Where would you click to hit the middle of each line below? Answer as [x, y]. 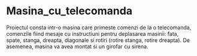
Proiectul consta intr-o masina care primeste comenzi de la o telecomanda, [99, 27]
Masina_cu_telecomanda [69, 11]
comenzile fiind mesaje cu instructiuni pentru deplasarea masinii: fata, [93, 33]
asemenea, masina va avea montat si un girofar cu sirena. [77, 46]
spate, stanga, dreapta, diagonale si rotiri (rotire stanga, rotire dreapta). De [98, 40]
